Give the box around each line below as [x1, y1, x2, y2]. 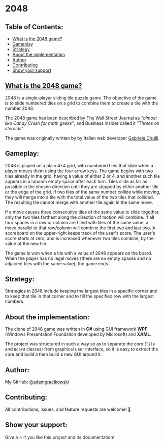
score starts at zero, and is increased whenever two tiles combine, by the [5, 235, 154, 241]
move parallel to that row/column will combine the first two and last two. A [5, 225, 156, 231]
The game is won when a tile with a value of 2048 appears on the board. [5, 250, 153, 256]
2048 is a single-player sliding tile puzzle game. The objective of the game [5, 95, 157, 100]
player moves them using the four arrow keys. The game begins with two [5, 168, 153, 174]
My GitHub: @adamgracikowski [5, 379, 69, 385]
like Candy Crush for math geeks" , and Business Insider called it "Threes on [5, 120, 160, 126]
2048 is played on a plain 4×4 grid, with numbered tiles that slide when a [5, 162, 154, 168]
